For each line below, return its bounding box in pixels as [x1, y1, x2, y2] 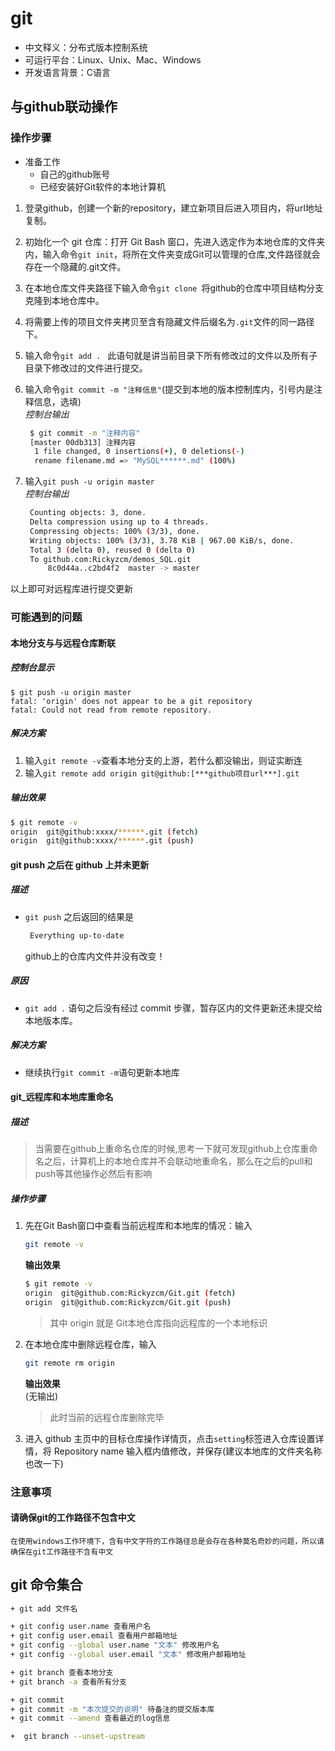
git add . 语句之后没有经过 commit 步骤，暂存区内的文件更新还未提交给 [24, 1002, 323, 1014]
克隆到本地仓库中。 [24, 294, 105, 306]
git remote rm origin [24, 1358, 115, 1368]
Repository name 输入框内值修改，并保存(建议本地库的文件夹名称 [53, 1445, 323, 1457]
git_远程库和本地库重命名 [10, 1091, 114, 1103]
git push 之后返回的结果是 [24, 910, 135, 922]
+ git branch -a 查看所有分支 [10, 1677, 127, 1687]
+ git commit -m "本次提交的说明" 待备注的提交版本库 [10, 1704, 215, 1714]
